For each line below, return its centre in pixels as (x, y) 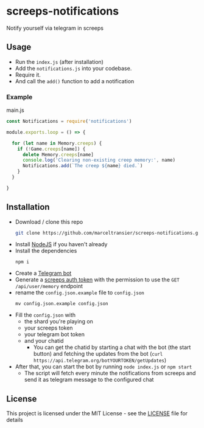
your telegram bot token (55, 334)
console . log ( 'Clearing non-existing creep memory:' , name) (99, 160)
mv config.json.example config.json (62, 304)
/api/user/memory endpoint (49, 286)
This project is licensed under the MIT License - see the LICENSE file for (97, 413)
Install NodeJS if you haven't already (61, 244)
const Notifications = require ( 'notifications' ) (69, 122)
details (15, 420)
